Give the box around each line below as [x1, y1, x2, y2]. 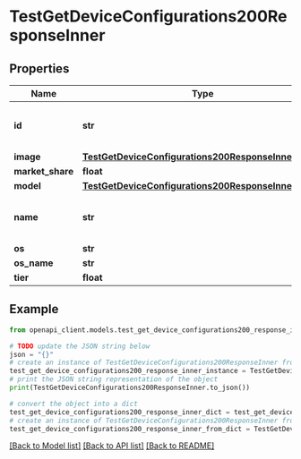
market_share [13, 166, 74, 177]
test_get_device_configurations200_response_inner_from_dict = [9, 424, 251, 433]
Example [9, 302, 59, 317]
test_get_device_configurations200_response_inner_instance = [9, 367, 246, 376]
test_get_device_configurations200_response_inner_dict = [9, 407, 230, 417]
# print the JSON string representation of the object [9, 375, 219, 384]
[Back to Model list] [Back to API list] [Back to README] [9, 440, 215, 451]
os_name [13, 257, 54, 269]
